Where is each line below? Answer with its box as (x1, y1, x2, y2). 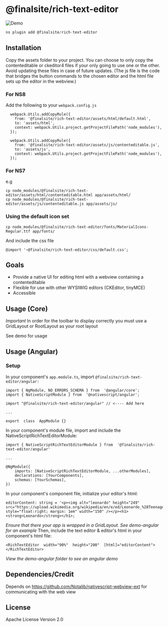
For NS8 (5, 91, 26, 98)
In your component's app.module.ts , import (5, 374, 94, 380)
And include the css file (5, 237, 54, 243)
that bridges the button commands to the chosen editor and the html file (5, 73, 154, 79)
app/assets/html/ (95, 193, 131, 198)
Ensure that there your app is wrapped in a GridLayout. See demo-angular (5, 522, 159, 528)
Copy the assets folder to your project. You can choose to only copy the (5, 57, 154, 63)
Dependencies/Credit (5, 570, 74, 579)
